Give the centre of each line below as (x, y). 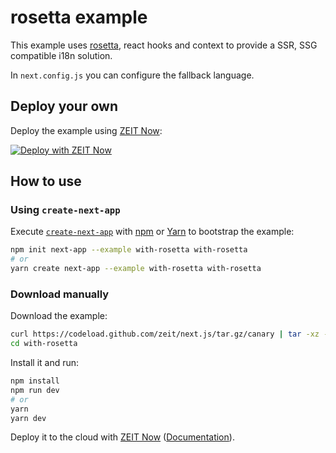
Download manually (60, 294)
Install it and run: (45, 363)
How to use (46, 181)
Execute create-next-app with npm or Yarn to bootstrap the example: (152, 232)
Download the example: (59, 316)
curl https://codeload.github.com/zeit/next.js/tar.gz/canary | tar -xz (165, 334)
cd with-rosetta (44, 344)
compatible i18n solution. (61, 55)
